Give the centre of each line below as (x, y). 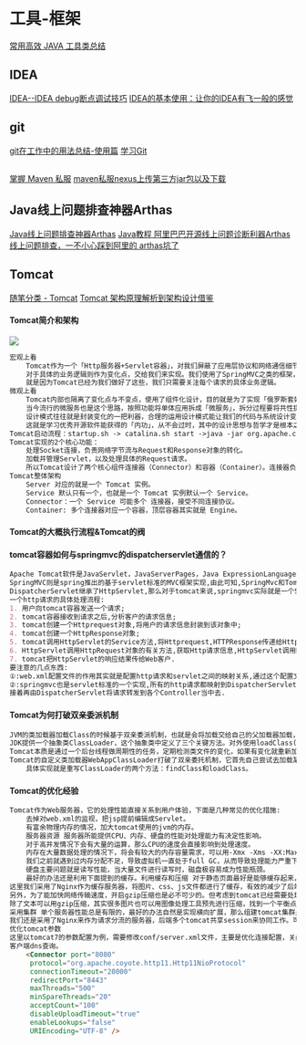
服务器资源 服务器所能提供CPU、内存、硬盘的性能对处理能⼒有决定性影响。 (146, 836)
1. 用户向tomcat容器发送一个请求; (67, 608)
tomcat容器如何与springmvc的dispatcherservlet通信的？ (118, 554)
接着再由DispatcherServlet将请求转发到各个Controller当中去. (117, 693)
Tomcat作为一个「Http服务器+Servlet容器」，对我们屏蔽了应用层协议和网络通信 (156, 366)
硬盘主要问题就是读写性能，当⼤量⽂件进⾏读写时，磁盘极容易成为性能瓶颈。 (148, 870)
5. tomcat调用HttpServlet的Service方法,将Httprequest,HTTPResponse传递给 (146, 643)
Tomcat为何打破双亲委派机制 (64, 715)
